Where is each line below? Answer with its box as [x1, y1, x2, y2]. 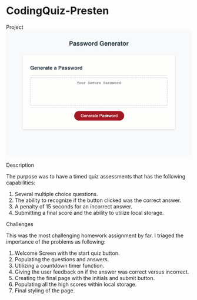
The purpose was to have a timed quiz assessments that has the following [6, 173, 186, 180]
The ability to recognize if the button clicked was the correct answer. [14, 197, 182, 204]
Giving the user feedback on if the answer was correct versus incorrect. [14, 268, 189, 275]
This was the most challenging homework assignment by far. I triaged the [6, 232, 184, 239]
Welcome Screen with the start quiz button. [14, 250, 120, 257]
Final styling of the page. [14, 286, 75, 294]
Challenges [6, 220, 34, 227]
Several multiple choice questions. [14, 190, 98, 197]
